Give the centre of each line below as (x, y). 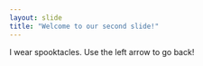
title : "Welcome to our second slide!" (84, 26)
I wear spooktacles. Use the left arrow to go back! (102, 52)
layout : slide (36, 18)
